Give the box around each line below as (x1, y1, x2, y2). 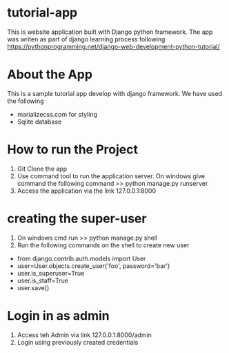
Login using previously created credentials (17, 338, 139, 346)
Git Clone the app (17, 164, 68, 173)
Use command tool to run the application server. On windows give (17, 171, 206, 180)
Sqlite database (17, 117, 62, 126)
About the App (7, 67, 93, 82)
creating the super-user (7, 211, 147, 226)
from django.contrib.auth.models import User (17, 254, 146, 263)
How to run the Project (7, 142, 138, 158)
